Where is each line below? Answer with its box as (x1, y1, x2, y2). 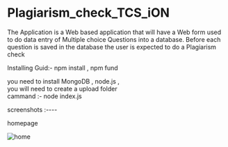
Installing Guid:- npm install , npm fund (7, 63, 118, 72)
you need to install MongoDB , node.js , (7, 77, 120, 85)
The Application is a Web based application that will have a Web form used (7, 28, 222, 36)
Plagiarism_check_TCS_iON (7, 5, 170, 21)
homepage (7, 118, 38, 127)
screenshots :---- (7, 105, 58, 114)
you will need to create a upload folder (7, 84, 117, 93)
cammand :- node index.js (7, 92, 82, 100)
